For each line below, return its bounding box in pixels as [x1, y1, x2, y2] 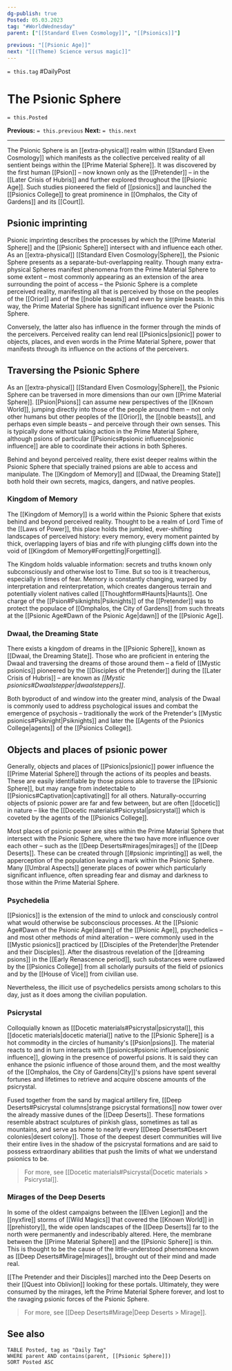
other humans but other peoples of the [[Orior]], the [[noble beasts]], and [7, 412, 216, 421]
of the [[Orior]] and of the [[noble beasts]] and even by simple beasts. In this [7, 294, 225, 303]
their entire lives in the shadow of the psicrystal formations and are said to [7, 1140, 219, 1148]
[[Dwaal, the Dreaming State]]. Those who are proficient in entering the [7, 652, 210, 660]
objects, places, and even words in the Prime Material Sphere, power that [7, 337, 216, 345]
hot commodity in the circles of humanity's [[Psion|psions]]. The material [7, 1038, 215, 1046]
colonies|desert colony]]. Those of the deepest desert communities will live [7, 1132, 222, 1140]
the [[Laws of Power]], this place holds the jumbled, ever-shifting [7, 524, 192, 533]
